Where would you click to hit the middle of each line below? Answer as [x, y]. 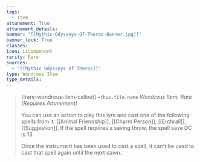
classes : [17, 46]
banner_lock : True [29, 40]
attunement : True [28, 23]
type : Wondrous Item [32, 74]
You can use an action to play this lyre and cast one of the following [105, 115]
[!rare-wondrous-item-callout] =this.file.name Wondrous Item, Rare [106, 97]
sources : [17, 62]
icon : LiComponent [29, 52]
